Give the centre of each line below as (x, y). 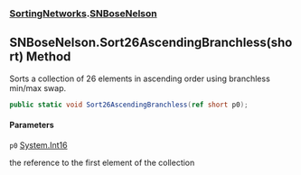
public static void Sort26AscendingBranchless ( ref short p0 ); (129, 105)
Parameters (32, 125)
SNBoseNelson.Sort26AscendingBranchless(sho (151, 43)
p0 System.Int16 (38, 145)
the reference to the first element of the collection (102, 162)
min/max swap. (38, 87)
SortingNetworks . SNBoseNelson (83, 14)
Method (48, 57)
